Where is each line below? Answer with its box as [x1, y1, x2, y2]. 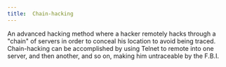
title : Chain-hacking [7, 10, 74, 17]
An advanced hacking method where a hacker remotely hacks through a [7, 29, 216, 38]
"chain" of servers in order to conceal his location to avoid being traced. [7, 36, 216, 45]
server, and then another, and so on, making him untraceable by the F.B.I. [7, 52, 220, 60]
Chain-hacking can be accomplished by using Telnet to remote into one [7, 44, 214, 52]
